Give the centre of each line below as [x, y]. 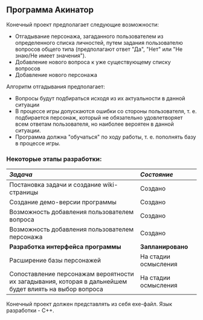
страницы [24, 192]
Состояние [156, 175]
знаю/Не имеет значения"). [50, 55]
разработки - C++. [30, 310]
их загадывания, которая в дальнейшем [68, 282]
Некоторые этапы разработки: [54, 158]
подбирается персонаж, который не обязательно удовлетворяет [99, 117]
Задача [21, 175]
